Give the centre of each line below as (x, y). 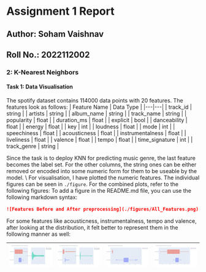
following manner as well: (39, 234)
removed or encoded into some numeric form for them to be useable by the (102, 171)
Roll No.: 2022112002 (48, 54)
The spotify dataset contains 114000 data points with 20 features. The (95, 101)
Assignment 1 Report (60, 11)
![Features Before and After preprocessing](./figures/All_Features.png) (103, 209)
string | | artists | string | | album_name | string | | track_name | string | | (97, 114)
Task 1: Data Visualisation (40, 87)
